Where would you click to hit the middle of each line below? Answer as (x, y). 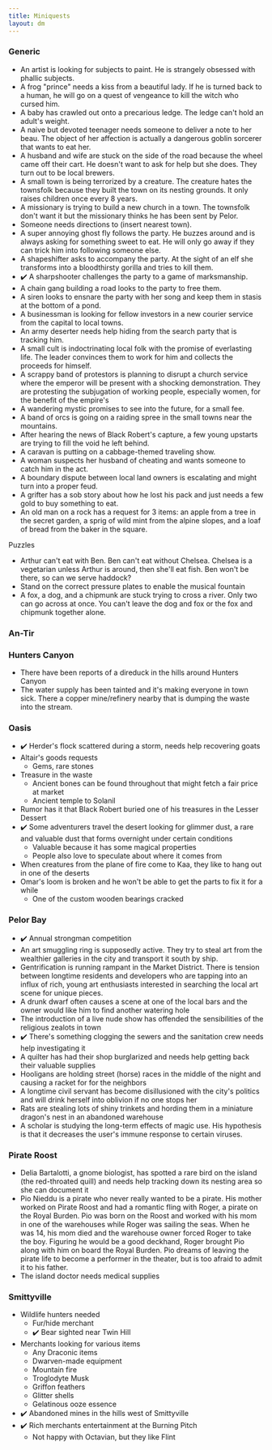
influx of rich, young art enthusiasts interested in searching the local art (139, 984)
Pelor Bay (28, 920)
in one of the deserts (55, 873)
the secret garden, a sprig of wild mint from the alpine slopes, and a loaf (140, 520)
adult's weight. (45, 121)
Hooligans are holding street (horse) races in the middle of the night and (140, 1073)
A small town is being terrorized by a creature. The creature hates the (136, 181)
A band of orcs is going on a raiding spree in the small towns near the (136, 417)
